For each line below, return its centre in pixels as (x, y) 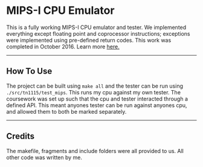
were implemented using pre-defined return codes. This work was (89, 40)
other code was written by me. (44, 157)
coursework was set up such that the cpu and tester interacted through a (97, 99)
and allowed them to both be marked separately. (66, 111)
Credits (21, 136)
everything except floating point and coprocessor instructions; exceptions (98, 33)
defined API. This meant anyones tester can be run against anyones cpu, (97, 105)
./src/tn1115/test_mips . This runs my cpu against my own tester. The (94, 92)
